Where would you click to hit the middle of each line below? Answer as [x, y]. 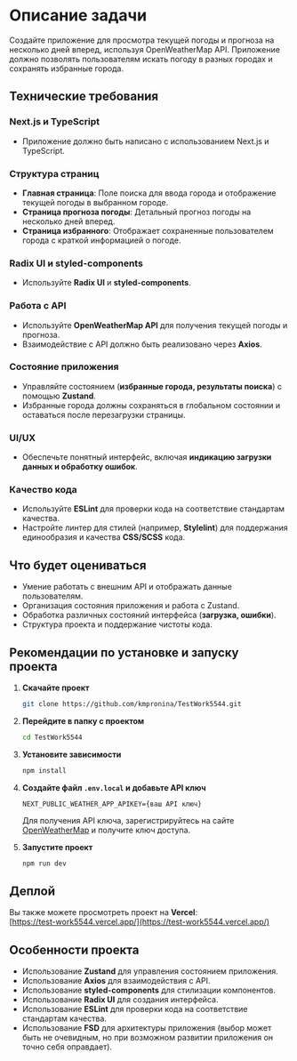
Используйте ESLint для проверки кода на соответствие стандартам [153, 509]
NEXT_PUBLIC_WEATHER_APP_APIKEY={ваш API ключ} [112, 804]
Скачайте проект [56, 688]
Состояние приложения [64, 367]
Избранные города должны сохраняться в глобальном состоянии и [151, 405]
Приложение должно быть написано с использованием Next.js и [145, 141]
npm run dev [44, 864]
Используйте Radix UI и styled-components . [106, 283]
